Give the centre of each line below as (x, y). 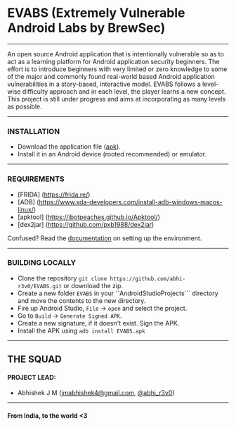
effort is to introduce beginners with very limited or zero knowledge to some (117, 69)
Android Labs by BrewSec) (86, 28)
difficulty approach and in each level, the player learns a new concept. (124, 91)
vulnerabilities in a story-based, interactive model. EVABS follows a (104, 84)
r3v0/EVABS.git (40, 286)
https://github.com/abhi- (148, 279)
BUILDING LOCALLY (41, 263)
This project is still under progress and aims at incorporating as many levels (117, 99)
